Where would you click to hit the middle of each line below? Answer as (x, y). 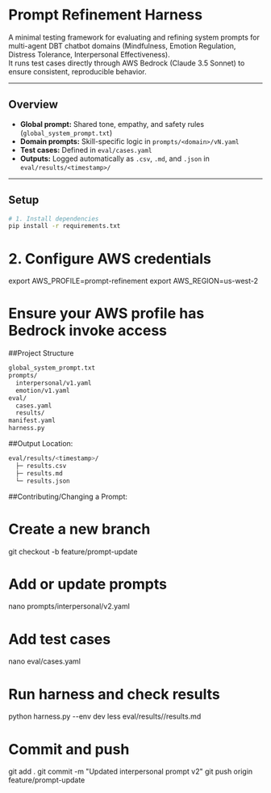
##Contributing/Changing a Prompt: (68, 496)
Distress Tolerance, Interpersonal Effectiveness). (90, 54)
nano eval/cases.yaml (45, 661)
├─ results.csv (41, 466)
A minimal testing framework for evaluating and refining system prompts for (134, 37)
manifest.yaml (32, 421)
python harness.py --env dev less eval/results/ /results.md (105, 716)
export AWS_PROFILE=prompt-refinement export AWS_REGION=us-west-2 (133, 281)
